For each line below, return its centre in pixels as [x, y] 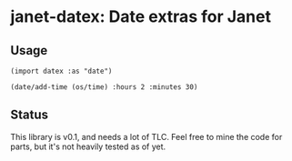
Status [30, 115]
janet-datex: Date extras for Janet [141, 17]
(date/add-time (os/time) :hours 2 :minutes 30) [104, 87]
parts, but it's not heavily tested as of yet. [88, 146]
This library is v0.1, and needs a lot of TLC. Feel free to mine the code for [146, 136]
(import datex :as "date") [61, 71]
